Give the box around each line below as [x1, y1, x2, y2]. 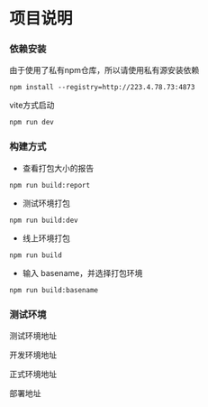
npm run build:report [9, 180, 91, 190]
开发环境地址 [9, 349, 57, 361]
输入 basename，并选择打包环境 [22, 267, 143, 278]
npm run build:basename [9, 285, 99, 294]
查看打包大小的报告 [22, 162, 95, 173]
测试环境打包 [22, 198, 70, 208]
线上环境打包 [22, 232, 70, 244]
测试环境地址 [9, 330, 57, 341]
